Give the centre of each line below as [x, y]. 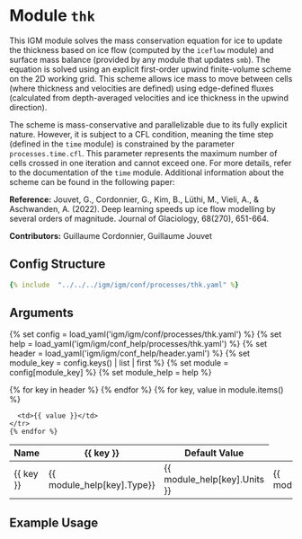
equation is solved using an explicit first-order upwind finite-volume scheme [151, 69]
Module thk [53, 16]
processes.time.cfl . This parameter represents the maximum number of [143, 153]
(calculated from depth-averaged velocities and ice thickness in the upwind [149, 97]
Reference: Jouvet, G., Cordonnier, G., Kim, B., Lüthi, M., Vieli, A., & [134, 199]
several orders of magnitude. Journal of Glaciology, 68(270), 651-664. [139, 218]
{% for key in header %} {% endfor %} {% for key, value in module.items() [147, 390]
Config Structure [58, 265]
